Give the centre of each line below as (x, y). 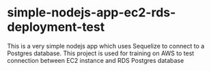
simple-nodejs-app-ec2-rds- (92, 13)
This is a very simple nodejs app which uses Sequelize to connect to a (106, 46)
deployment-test (56, 27)
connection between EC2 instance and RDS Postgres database (96, 60)
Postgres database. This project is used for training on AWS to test (101, 53)
